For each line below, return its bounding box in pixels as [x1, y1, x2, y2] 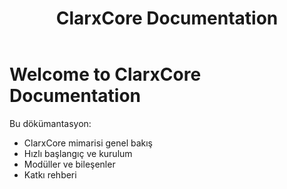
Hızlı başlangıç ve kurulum [23, 147, 133, 159]
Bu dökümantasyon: [9, 117, 92, 129]
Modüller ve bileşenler [23, 158, 116, 170]
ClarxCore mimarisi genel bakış [23, 137, 154, 149]
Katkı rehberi [23, 168, 77, 181]
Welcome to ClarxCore [9, 63, 202, 86]
